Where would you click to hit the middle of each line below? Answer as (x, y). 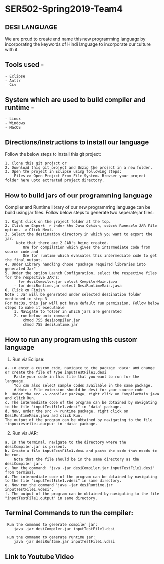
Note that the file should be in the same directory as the (77, 460)
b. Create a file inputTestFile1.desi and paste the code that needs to (81, 451)
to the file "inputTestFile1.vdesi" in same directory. (63, 481)
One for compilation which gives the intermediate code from (87, 247)
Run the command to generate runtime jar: (51, 537)
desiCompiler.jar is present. (36, 447)
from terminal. (21, 473)
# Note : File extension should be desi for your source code (79, 390)
